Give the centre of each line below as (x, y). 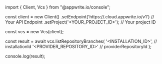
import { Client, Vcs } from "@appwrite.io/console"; (58, 7)
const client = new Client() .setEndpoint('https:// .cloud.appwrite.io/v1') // (80, 17)
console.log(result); (25, 56)
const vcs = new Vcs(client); (34, 32)
